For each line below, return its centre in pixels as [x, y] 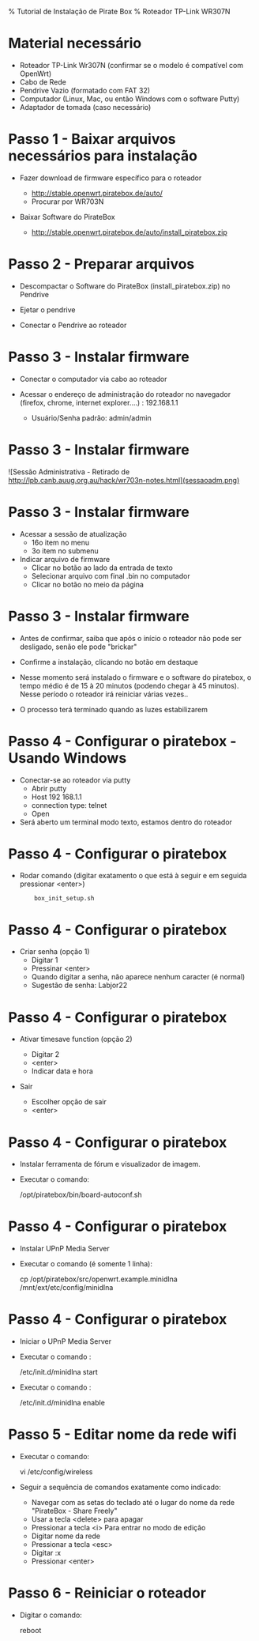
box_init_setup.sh [64, 899]
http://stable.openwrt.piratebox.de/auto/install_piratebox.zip [129, 232]
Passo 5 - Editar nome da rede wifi [122, 1435]
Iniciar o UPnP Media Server [66, 1341]
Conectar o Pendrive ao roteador [73, 325]
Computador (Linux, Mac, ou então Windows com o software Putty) [129, 99]
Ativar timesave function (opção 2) [76, 1039]
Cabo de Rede [43, 81]
